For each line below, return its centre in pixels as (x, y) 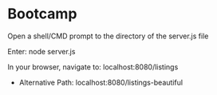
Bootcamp (42, 14)
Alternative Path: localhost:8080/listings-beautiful (101, 82)
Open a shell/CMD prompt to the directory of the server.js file (108, 36)
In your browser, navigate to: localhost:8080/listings (93, 67)
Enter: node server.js (41, 51)
